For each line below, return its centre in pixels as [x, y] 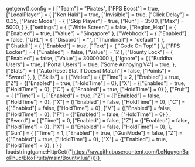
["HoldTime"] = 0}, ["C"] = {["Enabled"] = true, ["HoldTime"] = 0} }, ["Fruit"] [98, 89]
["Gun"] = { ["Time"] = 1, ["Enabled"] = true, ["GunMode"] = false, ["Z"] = [94, 133]
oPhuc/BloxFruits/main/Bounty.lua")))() [53, 158]
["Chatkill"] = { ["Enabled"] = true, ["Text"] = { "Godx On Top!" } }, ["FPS [93, 46]
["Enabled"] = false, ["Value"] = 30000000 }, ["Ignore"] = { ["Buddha [89, 58]
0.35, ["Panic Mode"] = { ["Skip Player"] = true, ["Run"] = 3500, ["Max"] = [95, 21]
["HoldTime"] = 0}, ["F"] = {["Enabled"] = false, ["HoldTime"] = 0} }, [88, 114]
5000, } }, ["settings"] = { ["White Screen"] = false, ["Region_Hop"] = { [91, 27]
